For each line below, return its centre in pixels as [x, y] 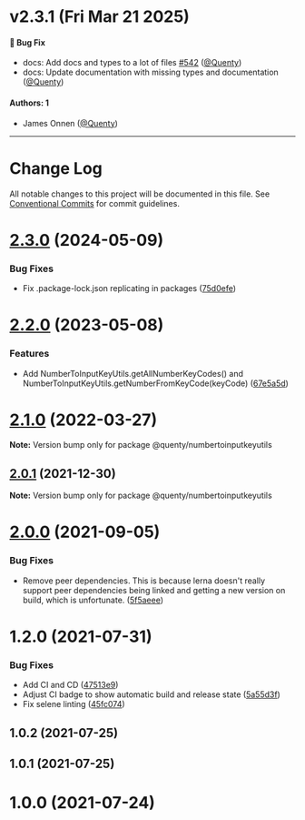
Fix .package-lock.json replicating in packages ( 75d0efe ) [129, 289]
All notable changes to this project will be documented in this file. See [140, 194]
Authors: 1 [30, 103]
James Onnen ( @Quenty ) [70, 123]
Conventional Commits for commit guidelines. [94, 203]
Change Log [56, 168]
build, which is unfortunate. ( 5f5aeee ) [93, 600]
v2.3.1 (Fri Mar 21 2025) [100, 17]
